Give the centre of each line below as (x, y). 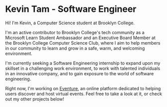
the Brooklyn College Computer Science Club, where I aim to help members (83, 43)
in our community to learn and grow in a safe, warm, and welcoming (75, 48)
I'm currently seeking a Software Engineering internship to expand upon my (83, 63)
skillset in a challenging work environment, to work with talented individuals (83, 68)
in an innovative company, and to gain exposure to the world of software (80, 73)
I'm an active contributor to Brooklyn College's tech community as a (75, 32)
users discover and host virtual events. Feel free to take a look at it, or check (83, 94)
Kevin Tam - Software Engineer (71, 9)
